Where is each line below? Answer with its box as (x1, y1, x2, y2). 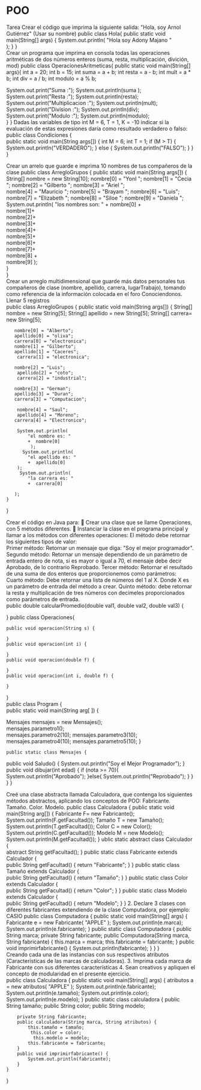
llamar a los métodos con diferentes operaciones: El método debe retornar (6, 531, 190, 538)
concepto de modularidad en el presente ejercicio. (6, 970, 131, 977)
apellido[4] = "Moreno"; (17, 412, 79, 418)
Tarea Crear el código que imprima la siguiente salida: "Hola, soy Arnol (6, 24, 181, 31)
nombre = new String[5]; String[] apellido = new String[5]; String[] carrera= (6, 309, 193, 317)
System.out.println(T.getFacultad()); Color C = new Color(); (6, 822, 152, 830)
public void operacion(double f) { (6, 657, 95, 663)
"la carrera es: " (28, 475, 74, 481)
